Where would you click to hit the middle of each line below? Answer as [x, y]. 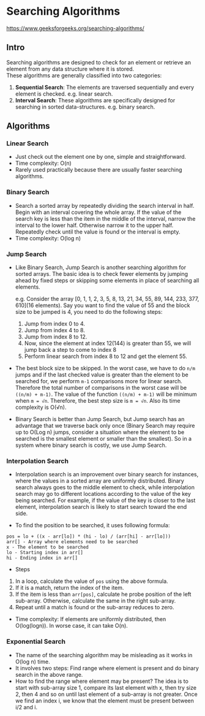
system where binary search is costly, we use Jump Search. [91, 445]
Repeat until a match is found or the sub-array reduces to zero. [95, 607]
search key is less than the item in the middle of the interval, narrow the [105, 218]
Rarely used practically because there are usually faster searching [99, 170]
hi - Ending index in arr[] [42, 558]
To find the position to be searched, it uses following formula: [92, 525]
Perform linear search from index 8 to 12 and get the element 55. [106, 356]
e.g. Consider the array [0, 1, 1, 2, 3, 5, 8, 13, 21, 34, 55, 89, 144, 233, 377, [107, 299]
